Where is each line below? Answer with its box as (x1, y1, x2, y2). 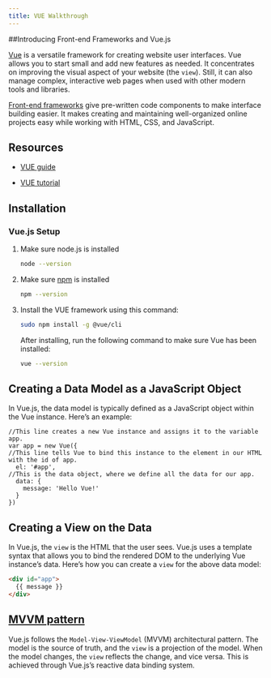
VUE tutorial (19, 178, 61, 187)
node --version (19, 260, 72, 268)
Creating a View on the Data (8, 521, 152, 534)
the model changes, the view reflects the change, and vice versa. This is (8, 651, 249, 661)
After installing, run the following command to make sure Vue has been (19, 335, 257, 345)
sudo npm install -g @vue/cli (19, 320, 123, 328)
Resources (8, 141, 64, 155)
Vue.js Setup (8, 225, 61, 237)
